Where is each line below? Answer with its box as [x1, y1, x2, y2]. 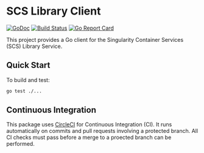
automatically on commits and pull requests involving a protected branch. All [6, 127, 199, 135]
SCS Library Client [6, 4, 101, 18]
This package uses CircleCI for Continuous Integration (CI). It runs [6, 121, 172, 128]
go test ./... [6, 88, 43, 94]
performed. [6, 140, 35, 148]
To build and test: [6, 76, 50, 83]
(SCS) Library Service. [6, 42, 63, 50]
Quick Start [6, 60, 51, 70]
